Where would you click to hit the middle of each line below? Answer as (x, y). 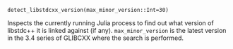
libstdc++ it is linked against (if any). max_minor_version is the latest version (117, 30)
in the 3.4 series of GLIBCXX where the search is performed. (96, 38)
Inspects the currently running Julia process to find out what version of (110, 23)
